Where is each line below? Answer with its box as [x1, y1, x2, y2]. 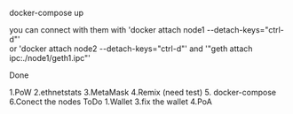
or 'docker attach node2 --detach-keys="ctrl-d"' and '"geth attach [9, 43, 253, 54]
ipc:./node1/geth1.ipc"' [9, 53, 91, 63]
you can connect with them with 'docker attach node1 [9, 25, 206, 34]
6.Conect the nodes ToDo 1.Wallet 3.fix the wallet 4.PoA [9, 96, 213, 107]
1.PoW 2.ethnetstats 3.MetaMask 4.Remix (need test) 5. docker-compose [9, 87, 277, 97]
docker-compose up [9, 8, 84, 18]
